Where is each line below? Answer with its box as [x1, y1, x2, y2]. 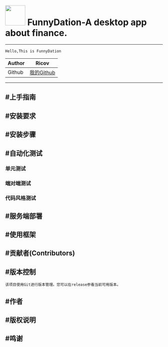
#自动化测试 [5, 149, 42, 158]
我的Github [29, 69, 55, 76]
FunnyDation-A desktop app [27, 17, 147, 28]
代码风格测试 [5, 195, 36, 202]
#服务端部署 [5, 211, 42, 220]
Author [7, 59, 25, 66]
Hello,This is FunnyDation [5, 48, 61, 54]
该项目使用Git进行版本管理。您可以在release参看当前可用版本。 [5, 282, 121, 287]
